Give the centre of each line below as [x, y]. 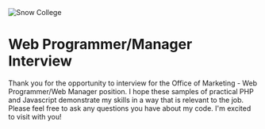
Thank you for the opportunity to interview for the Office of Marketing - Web [133, 83]
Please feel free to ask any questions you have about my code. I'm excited [130, 108]
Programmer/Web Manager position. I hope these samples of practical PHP [131, 91]
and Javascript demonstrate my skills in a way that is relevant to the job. [126, 100]
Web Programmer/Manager [100, 45]
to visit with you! [35, 116]
